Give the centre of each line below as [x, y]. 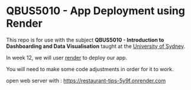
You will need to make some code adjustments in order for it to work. [90, 69]
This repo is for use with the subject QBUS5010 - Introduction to [85, 40]
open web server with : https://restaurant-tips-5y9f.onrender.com [86, 81]
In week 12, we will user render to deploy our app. [67, 57]
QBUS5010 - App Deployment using [96, 11]
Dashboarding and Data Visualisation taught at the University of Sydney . [96, 46]
